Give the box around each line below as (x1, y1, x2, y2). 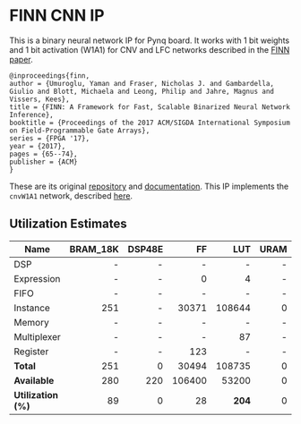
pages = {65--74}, (9, 149, 78, 158)
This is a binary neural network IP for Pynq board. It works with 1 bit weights (9, 35, 289, 46)
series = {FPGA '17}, (9, 133, 90, 143)
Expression (13, 272, 61, 284)
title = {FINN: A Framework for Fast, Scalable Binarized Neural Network (9, 102, 291, 112)
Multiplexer (13, 330, 61, 343)
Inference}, (9, 110, 54, 119)
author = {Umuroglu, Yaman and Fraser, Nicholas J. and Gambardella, (9, 79, 275, 88)
